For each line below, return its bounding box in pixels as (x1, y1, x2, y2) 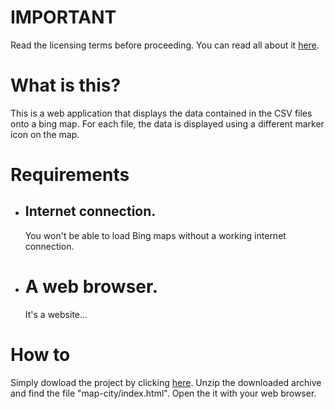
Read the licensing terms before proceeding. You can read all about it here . (10, 39, 320, 51)
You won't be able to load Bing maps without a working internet (24, 229, 287, 241)
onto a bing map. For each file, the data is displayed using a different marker (10, 117, 325, 130)
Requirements (10, 164, 130, 186)
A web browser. (24, 276, 159, 298)
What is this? (10, 74, 122, 97)
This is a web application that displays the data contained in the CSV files (10, 107, 313, 119)
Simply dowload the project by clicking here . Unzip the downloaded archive (10, 376, 322, 388)
